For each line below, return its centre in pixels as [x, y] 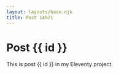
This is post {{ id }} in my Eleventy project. [60, 64]
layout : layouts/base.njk [39, 12]
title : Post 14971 [30, 18]
